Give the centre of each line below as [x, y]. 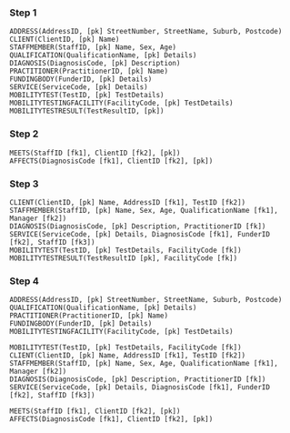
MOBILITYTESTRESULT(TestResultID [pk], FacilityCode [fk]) [124, 258]
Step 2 [24, 134]
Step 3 [24, 184]
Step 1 [23, 13]
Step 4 [24, 281]
